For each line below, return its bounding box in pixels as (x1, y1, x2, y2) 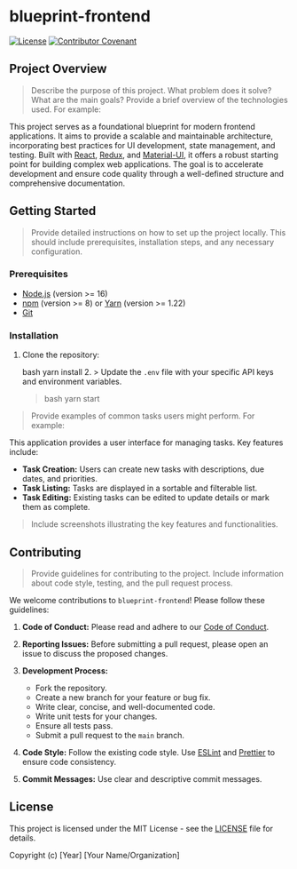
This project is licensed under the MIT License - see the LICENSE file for (9, 823, 273, 833)
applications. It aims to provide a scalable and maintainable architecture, (9, 131, 273, 141)
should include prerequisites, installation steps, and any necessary (30, 236, 275, 247)
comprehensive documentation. (9, 178, 126, 188)
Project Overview (9, 61, 107, 76)
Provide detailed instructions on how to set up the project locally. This (30, 227, 286, 237)
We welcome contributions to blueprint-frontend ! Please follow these (9, 594, 266, 605)
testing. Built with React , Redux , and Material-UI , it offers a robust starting (9, 149, 279, 160)
